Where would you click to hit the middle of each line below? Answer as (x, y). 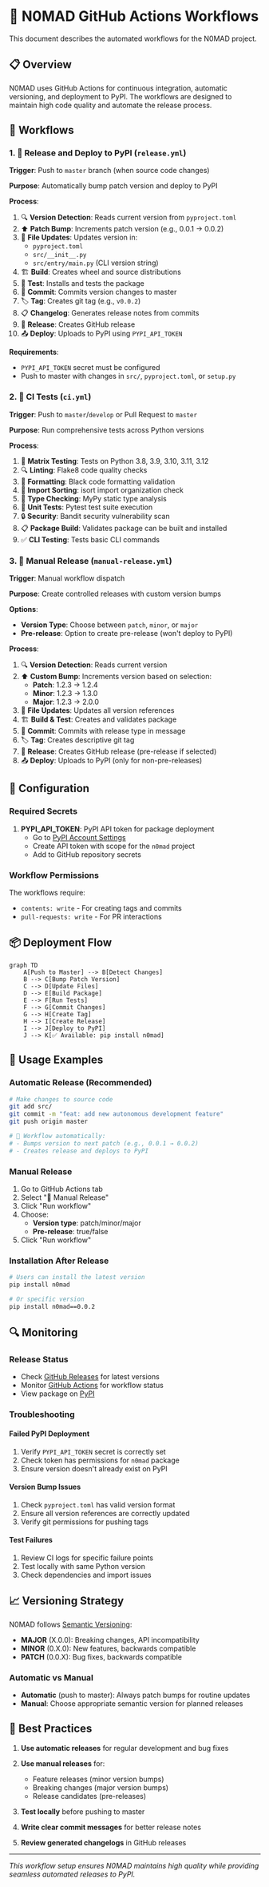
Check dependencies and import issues (86, 1575)
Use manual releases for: (63, 1763)
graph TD (24, 965)
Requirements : (34, 352)
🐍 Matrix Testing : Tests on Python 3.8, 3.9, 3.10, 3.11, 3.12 (115, 461)
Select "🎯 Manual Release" (65, 1197)
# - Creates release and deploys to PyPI (79, 1151)
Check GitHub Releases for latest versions (90, 1377)
